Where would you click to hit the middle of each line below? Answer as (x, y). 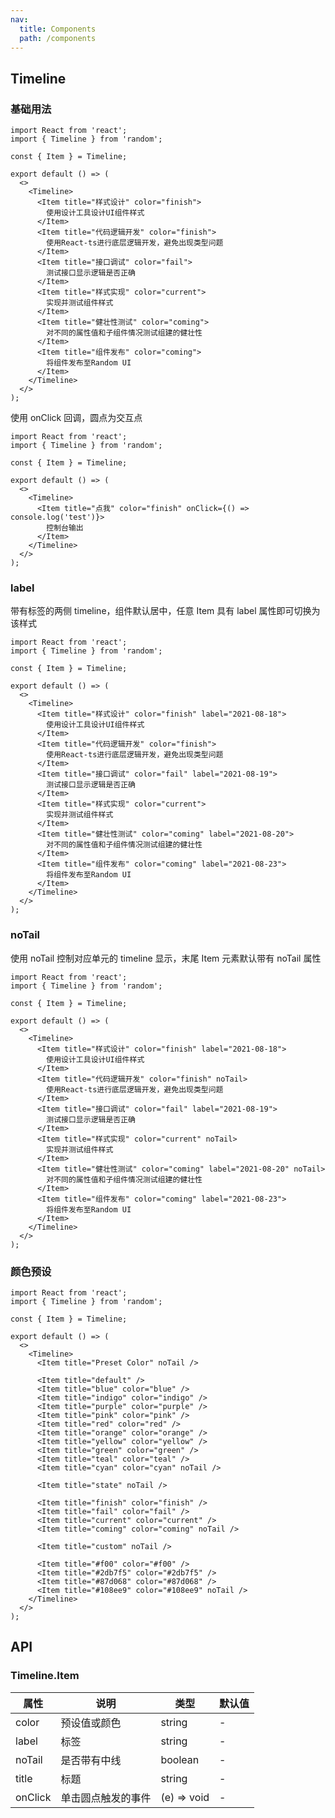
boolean (180, 1759)
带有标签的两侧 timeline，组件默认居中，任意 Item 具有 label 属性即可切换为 (165, 611)
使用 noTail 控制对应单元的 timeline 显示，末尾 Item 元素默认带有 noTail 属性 (166, 958)
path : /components (58, 38)
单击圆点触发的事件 (106, 1798)
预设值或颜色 (91, 1723)
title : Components (58, 29)
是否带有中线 (91, 1760)
